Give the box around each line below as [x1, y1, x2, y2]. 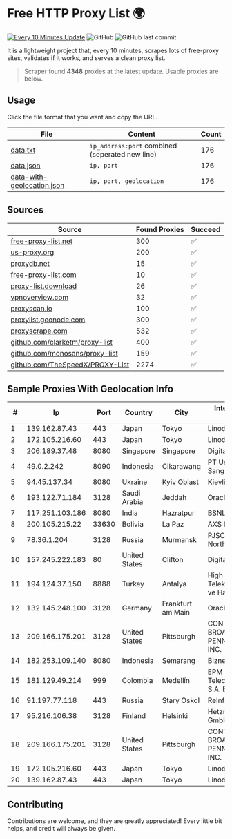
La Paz [162, 519, 184, 529]
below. [23, 74, 43, 83]
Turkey [122, 579, 145, 589]
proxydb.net [10, 258, 50, 268]
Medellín [162, 676, 190, 686]
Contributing [7, 798, 64, 810]
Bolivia [122, 519, 144, 529]
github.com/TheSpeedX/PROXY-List [10, 360, 130, 369]
